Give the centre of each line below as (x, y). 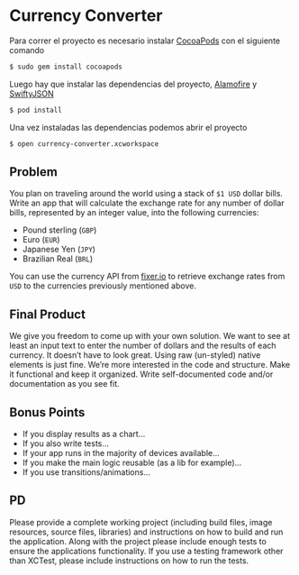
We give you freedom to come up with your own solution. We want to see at (150, 336)
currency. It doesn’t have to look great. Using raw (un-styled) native (135, 355)
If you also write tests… (66, 443)
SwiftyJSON (32, 93)
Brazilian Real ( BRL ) (58, 259)
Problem (34, 172)
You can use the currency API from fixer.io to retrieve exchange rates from (147, 277)
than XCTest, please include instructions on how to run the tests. (129, 561)
